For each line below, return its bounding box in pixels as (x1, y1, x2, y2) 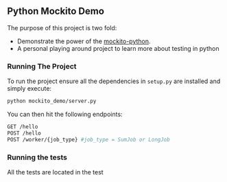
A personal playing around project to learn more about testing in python (16, 44, 219, 52)
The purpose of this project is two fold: (7, 23, 117, 32)
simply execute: (7, 84, 52, 93)
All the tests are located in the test (7, 168, 104, 176)
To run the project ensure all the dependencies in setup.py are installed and (7, 77, 221, 85)
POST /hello (7, 130, 41, 137)
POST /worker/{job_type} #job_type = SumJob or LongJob (7, 136, 170, 143)
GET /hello (7, 123, 38, 130)
